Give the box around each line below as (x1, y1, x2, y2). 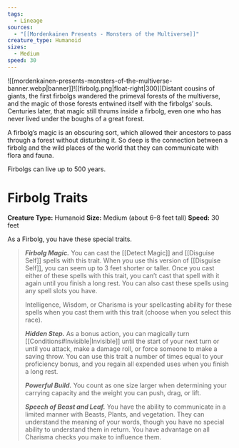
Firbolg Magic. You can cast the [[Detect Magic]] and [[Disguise (24, 248, 215, 257)
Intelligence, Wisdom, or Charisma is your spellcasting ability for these (24, 300, 233, 309)
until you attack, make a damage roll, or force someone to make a (24, 344, 218, 353)
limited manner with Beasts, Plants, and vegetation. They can (24, 409, 205, 418)
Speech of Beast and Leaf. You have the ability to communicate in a (24, 402, 226, 411)
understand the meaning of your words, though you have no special (24, 417, 225, 426)
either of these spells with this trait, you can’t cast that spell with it (24, 271, 220, 280)
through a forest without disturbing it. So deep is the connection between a (7, 136, 228, 144)
